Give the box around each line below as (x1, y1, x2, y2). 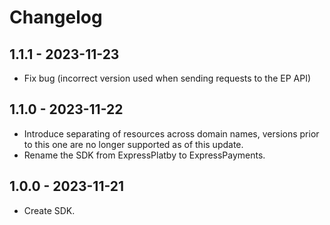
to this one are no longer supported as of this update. (23, 138, 244, 150)
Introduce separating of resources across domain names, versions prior (23, 127, 320, 140)
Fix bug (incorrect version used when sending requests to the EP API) (23, 72, 312, 84)
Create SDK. (23, 204, 76, 216)
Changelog (9, 6, 103, 29)
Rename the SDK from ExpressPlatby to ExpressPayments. (23, 149, 266, 161)
